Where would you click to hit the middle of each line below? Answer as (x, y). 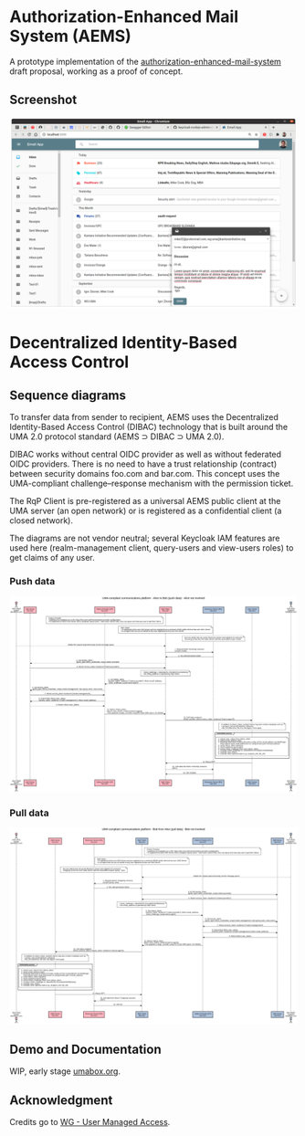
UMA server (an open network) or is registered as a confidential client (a (146, 511)
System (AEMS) (71, 36)
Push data (32, 582)
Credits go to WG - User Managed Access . (90, 1122)
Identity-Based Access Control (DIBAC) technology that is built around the (149, 427)
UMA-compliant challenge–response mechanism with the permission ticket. (152, 484)
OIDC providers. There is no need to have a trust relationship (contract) (143, 464)
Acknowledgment (61, 1100)
